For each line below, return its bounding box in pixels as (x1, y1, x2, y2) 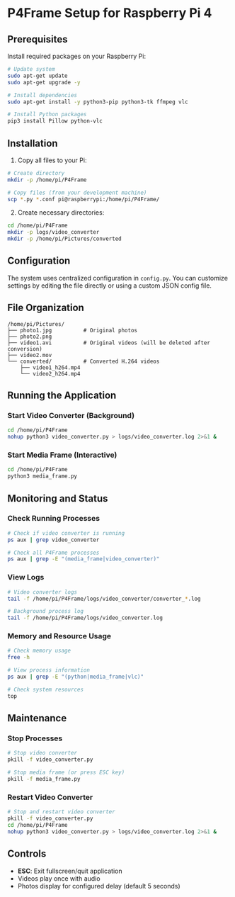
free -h (7, 654, 30, 661)
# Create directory (7, 169, 65, 176)
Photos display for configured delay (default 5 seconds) (17, 881, 180, 890)
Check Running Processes (7, 514, 101, 524)
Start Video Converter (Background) (7, 411, 135, 420)
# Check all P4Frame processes (7, 549, 100, 556)
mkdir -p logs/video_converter (7, 229, 100, 236)
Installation (7, 137, 58, 149)
